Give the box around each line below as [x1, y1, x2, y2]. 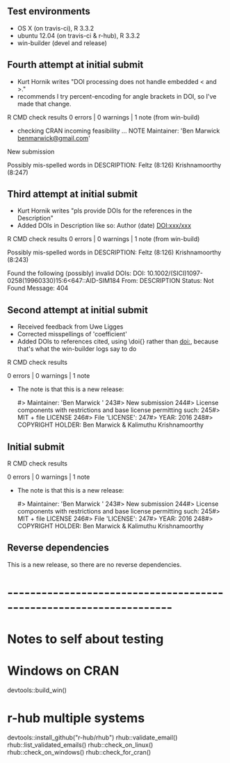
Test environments [7, 6, 90, 17]
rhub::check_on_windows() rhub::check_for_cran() [7, 748, 151, 757]
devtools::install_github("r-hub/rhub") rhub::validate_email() [7, 733, 178, 742]
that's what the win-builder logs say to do [17, 345, 137, 353]
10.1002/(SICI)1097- [147, 269, 204, 277]
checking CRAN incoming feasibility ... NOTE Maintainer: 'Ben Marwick [17, 126, 220, 135]
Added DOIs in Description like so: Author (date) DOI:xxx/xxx [17, 222, 192, 230]
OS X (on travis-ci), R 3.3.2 [17, 24, 95, 32]
